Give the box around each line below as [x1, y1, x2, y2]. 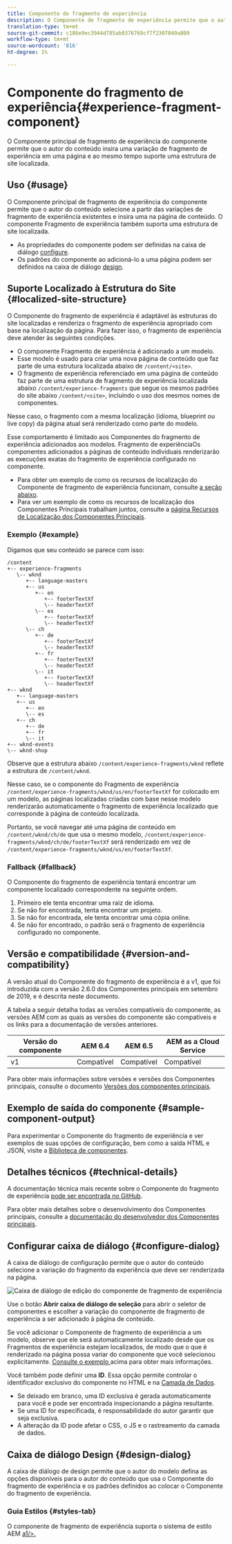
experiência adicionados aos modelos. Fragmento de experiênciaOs [7, 441, 201, 449]
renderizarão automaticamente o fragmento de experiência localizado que [7, 801, 219, 810]
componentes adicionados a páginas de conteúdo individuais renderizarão [7, 447, 220, 456]
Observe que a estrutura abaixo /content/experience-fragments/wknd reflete [7, 759, 224, 767]
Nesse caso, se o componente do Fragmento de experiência [7, 780, 180, 788]
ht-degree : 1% [7, 49, 48, 56]
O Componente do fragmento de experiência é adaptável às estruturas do [7, 312, 217, 320]
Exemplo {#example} [7, 530, 79, 540]
